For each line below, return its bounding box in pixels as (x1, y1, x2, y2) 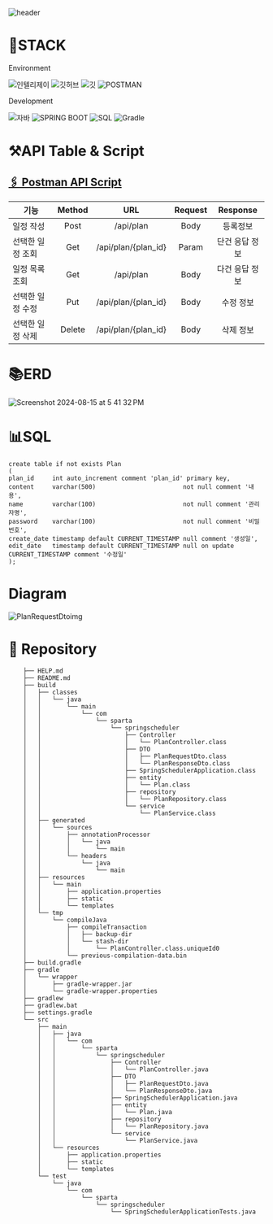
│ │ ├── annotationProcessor (23, 830, 151, 839)
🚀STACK (8, 37, 67, 54)
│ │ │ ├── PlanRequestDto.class (23, 752, 227, 760)
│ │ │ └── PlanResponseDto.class (23, 759, 231, 768)
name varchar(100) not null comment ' (8, 500, 249, 508)
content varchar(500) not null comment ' (8, 482, 249, 491)
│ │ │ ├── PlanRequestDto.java (37, 1079, 209, 1087)
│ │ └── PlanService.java (37, 1136, 198, 1144)
